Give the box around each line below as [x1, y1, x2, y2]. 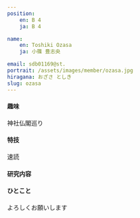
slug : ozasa [7, 80, 41, 87]
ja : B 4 [19, 23, 41, 30]
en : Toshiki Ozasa [19, 42, 72, 49]
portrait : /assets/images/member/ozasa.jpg [7, 67, 134, 74]
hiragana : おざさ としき [7, 73, 72, 80]
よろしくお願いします [7, 203, 67, 211]
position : [7, 10, 36, 17]
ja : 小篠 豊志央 [19, 48, 60, 55]
